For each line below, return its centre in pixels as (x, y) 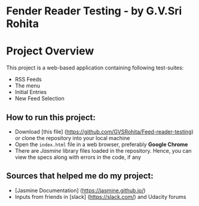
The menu (27, 86)
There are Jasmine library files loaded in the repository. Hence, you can (103, 150)
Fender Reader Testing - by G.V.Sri (94, 11)
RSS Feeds (28, 80)
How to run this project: (51, 117)
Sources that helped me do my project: (80, 176)
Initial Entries (30, 92)
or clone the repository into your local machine (72, 138)
